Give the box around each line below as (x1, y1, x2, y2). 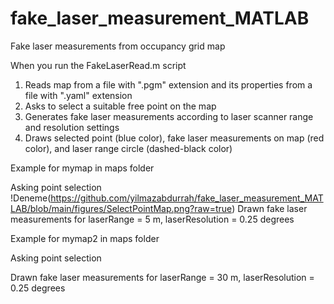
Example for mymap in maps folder (10, 162, 155, 174)
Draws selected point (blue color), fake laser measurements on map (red (24, 132, 325, 144)
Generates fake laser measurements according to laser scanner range (24, 110, 314, 122)
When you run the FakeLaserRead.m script (10, 59, 187, 71)
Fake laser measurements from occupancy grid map (10, 40, 226, 52)
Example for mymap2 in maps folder (10, 232, 160, 244)
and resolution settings (24, 121, 120, 133)
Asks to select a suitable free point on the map (24, 100, 217, 112)
